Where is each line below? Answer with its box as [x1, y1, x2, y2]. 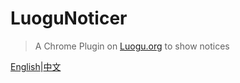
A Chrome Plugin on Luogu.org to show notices [34, 40, 230, 52]
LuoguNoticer [10, 7, 128, 30]
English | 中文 [10, 60, 62, 72]
